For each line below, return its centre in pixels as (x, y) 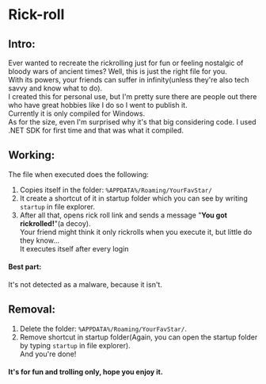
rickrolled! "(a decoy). (55, 223)
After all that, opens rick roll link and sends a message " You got (123, 215)
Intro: (22, 44)
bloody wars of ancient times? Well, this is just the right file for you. (118, 71)
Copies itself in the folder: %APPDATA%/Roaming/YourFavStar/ (116, 190)
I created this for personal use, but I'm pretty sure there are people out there (133, 96)
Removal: (32, 310)
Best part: (25, 267)
